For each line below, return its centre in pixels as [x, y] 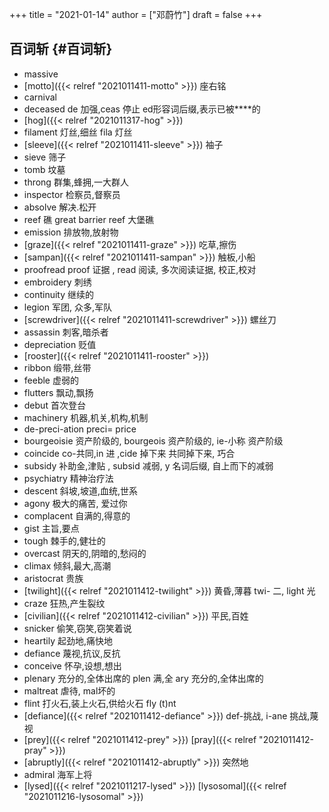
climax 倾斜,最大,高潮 [67, 565]
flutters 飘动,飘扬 [58, 392]
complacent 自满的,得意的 [77, 515]
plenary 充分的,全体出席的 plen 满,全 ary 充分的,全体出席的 [143, 678]
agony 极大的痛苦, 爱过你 [75, 503]
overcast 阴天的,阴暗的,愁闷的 [85, 553]
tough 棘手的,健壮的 [64, 540]
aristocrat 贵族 [53, 578]
